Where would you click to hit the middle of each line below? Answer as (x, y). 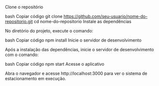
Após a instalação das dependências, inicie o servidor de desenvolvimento (79, 50)
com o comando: (22, 55)
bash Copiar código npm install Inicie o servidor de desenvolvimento (73, 40)
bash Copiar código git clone (34, 16)
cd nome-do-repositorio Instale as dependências (82, 21)
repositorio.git (19, 21)
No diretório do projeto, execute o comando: (49, 31)
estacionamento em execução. (36, 79)
